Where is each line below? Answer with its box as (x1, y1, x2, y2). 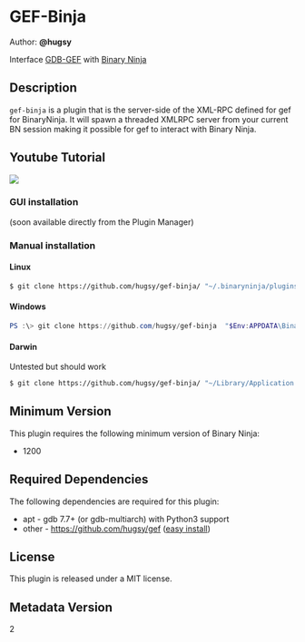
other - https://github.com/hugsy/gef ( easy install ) (22, 523, 212, 534)
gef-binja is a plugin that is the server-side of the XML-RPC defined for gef (9, 104, 292, 115)
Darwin (9, 341, 38, 352)
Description (9, 80, 77, 96)
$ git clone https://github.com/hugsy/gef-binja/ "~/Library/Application (9, 379, 295, 388)
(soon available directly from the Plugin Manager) (9, 216, 194, 228)
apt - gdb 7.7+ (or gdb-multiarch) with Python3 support (22, 513, 230, 524)
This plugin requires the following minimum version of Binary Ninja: (9, 428, 261, 439)
